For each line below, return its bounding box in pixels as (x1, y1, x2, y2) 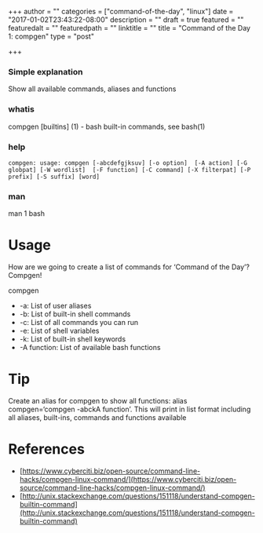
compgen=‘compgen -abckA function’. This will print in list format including (8, 404, 251, 414)
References (8, 440, 85, 458)
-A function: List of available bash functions (19, 343, 161, 352)
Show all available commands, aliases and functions (8, 84, 177, 93)
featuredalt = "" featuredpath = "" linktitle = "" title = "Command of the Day (8, 24, 251, 32)
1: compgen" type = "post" (8, 31, 94, 41)
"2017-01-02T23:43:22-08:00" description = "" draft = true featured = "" (8, 15, 244, 24)
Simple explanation (8, 66, 83, 77)
